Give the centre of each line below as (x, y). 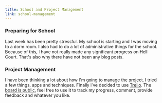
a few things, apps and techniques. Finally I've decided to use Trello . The (78, 85)
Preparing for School (30, 31)
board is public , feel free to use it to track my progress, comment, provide (79, 90)
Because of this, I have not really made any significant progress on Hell (76, 52)
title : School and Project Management (44, 9)
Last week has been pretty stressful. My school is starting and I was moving (81, 41)
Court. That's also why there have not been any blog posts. (64, 57)
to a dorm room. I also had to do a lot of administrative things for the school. (81, 46)
